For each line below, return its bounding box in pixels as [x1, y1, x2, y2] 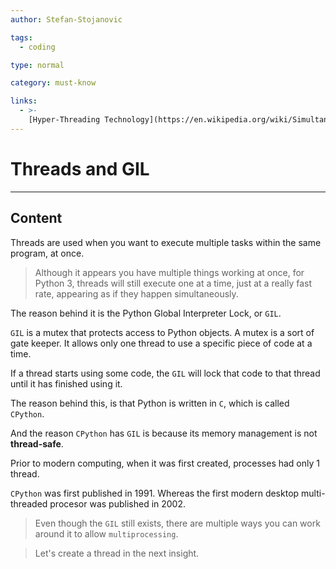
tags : [10, 32, 33, 43]
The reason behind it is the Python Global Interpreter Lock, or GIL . [10, 307, 282, 319]
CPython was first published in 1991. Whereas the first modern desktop [10, 487, 300, 499]
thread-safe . [10, 437, 64, 450]
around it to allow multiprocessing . [34, 527, 179, 540]
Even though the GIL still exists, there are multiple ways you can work [34, 517, 321, 529]
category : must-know [10, 78, 97, 88]
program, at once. [10, 247, 85, 259]
